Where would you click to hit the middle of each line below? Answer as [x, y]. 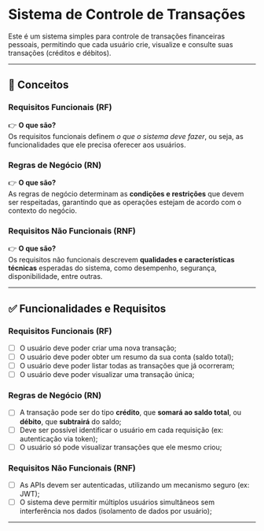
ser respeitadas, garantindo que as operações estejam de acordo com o [125, 202]
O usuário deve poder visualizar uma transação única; [107, 375]
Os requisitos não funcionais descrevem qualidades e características [121, 260]
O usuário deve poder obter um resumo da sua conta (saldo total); [126, 357]
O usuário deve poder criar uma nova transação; [98, 348]
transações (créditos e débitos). [60, 53]
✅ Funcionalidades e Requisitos [87, 308]
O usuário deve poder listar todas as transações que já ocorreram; [127, 366]
